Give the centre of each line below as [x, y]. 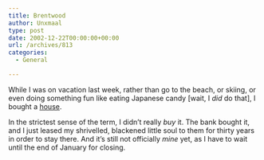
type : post [26, 30]
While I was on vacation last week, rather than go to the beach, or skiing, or [132, 89]
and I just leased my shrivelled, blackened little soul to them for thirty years [132, 130]
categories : [28, 53]
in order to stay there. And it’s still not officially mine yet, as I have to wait [128, 139]
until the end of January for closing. [67, 147]
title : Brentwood [37, 16]
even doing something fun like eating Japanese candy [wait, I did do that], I [132, 98]
